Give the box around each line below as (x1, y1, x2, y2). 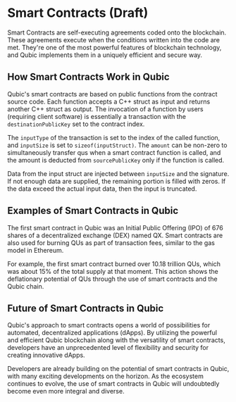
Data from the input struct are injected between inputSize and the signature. (7, 169, 230, 177)
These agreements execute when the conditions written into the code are (7, 35, 221, 44)
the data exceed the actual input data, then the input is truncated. (7, 184, 197, 193)
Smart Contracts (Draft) (7, 5, 149, 21)
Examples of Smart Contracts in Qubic (7, 205, 179, 217)
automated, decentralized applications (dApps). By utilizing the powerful (7, 329, 217, 337)
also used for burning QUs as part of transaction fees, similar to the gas (7, 238, 215, 247)
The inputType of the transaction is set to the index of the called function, (7, 133, 221, 142)
